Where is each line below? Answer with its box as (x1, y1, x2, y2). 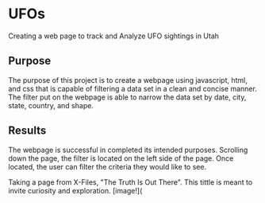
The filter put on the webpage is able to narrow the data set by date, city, (8, 92, 247, 102)
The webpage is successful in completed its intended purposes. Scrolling (8, 145, 248, 154)
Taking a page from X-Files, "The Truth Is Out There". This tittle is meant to (8, 177, 253, 187)
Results (8, 124, 47, 138)
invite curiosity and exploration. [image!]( (8, 185, 143, 195)
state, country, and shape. (8, 100, 94, 110)
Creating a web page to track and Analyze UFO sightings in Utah (8, 31, 220, 41)
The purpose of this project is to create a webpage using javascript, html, (8, 75, 248, 84)
